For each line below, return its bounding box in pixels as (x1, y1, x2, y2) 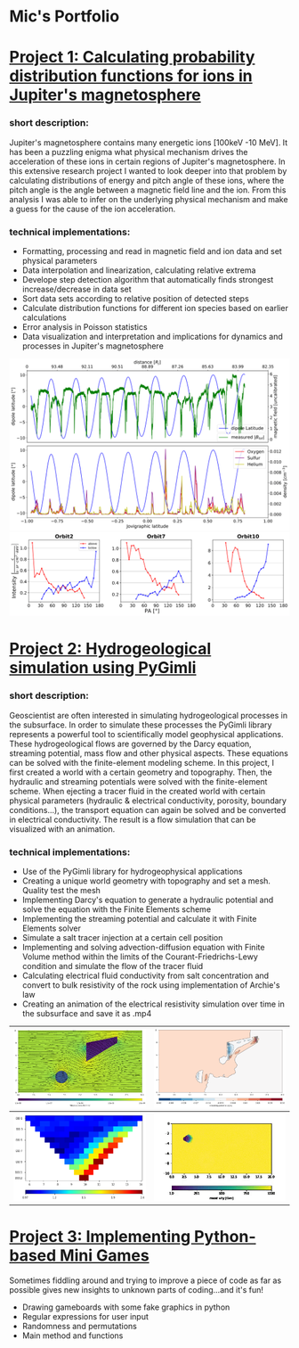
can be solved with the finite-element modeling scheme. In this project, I (9, 757, 274, 768)
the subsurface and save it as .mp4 (21, 1007, 152, 1018)
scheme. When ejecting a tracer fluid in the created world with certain (9, 785, 266, 796)
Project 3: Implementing (9, 1227, 191, 1247)
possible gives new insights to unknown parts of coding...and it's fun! (9, 1284, 264, 1295)
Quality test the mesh (21, 884, 101, 895)
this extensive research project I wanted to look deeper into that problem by (9, 165, 287, 176)
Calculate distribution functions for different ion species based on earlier (21, 302, 289, 313)
